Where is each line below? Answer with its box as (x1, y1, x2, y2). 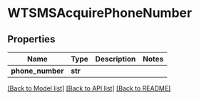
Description (95, 54, 136, 64)
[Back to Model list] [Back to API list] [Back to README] (7, 84, 171, 93)
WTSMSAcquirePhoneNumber (7, 5, 193, 21)
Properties (7, 33, 56, 45)
